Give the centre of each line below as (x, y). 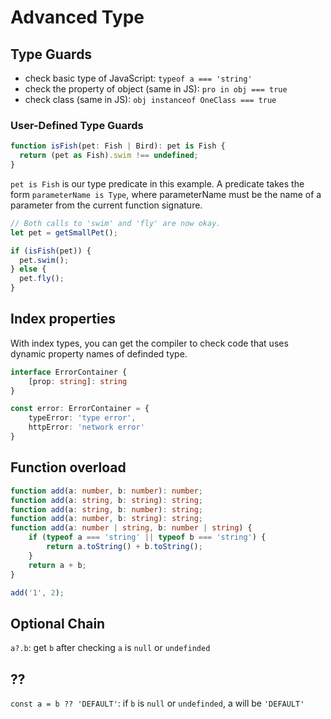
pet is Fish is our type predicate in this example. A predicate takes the (157, 183)
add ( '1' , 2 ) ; (37, 592)
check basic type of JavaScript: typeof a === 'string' (138, 78)
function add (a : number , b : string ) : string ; (106, 519)
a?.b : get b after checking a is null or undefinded (110, 648)
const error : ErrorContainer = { (80, 409)
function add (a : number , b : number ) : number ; (106, 491)
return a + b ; (57, 565)
